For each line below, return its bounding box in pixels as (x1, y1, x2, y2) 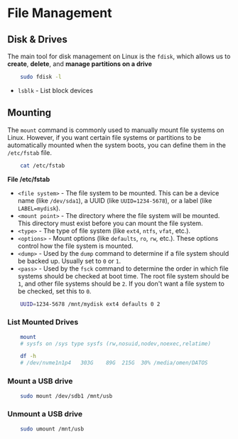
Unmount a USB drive (7, 409, 83, 419)
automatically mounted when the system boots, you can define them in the (7, 141, 226, 149)
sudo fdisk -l (20, 73, 62, 80)
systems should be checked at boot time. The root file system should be (17, 271, 229, 280)
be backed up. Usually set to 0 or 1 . (17, 256, 121, 265)
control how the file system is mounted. (17, 242, 134, 250)
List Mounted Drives (7, 318, 79, 327)
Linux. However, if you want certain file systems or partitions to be (7, 133, 201, 141)
